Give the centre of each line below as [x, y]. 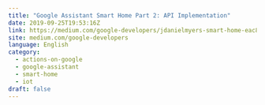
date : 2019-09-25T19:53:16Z [54, 23]
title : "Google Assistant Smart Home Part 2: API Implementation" [119, 15]
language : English [38, 45]
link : [17, 30]
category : [24, 52]
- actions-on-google [49, 60]
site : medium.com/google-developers [68, 37]
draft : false [30, 89]
